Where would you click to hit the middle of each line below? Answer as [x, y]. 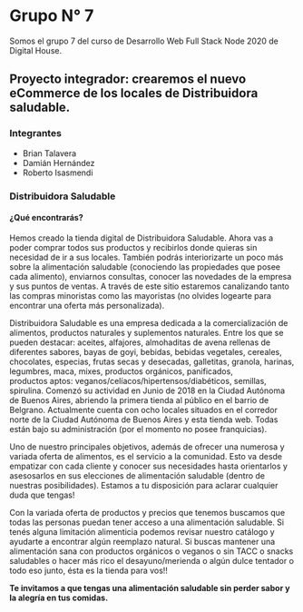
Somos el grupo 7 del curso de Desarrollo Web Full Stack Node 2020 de [144, 41]
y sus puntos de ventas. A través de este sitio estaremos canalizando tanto [150, 286]
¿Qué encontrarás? [46, 218]
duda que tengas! [42, 495]
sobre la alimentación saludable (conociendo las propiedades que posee [145, 267]
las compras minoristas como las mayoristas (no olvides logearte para [141, 295]
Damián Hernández [59, 163]
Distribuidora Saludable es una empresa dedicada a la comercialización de [149, 322]
